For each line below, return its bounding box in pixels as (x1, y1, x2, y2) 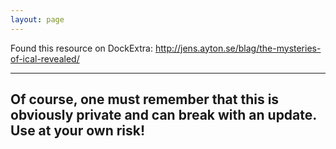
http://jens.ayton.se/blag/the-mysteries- (154, 42, 322, 54)
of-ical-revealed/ (10, 52, 80, 65)
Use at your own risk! (10, 122, 146, 140)
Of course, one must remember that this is (10, 91, 280, 108)
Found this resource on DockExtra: (10, 42, 153, 54)
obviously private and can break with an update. (10, 107, 317, 124)
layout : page (10, 14, 65, 25)
